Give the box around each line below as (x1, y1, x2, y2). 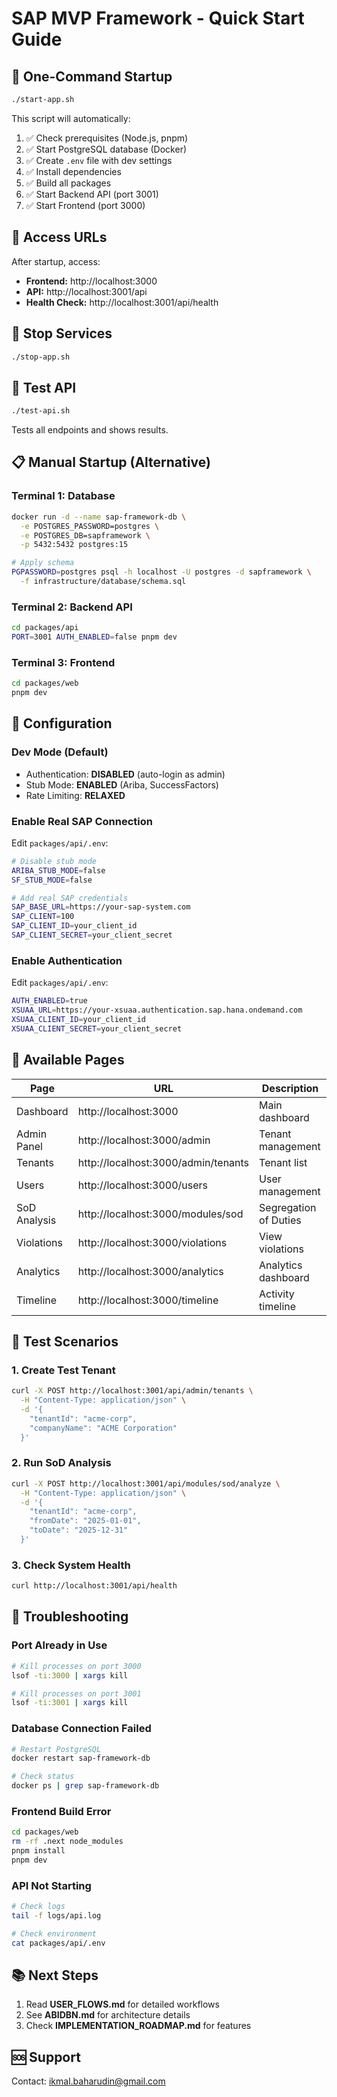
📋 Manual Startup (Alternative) (11, 454, 211, 471)
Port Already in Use (11, 1638, 108, 1652)
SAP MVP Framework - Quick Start (11, 7, 305, 30)
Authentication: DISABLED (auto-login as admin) (25, 768, 226, 780)
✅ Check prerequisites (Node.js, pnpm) (25, 132, 189, 144)
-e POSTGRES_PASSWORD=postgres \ (20, 521, 160, 531)
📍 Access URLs (11, 229, 108, 246)
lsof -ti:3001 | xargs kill (11, 1698, 129, 1708)
